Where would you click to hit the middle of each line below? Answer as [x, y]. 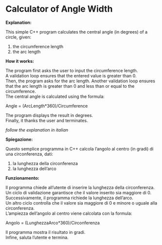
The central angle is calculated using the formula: [55, 96]
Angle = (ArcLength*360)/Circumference [47, 106]
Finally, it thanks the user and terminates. [47, 120]
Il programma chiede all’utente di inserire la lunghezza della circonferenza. [80, 187]
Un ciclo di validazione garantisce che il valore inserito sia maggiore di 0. [79, 192]
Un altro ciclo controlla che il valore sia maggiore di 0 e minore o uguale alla [81, 203]
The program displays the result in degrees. [49, 115]
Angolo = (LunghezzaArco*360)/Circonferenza [53, 223]
